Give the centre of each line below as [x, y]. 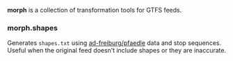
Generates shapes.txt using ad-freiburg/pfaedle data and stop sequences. [114, 43]
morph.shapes [32, 28]
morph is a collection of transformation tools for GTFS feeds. [95, 10]
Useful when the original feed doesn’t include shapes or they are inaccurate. [117, 51]
